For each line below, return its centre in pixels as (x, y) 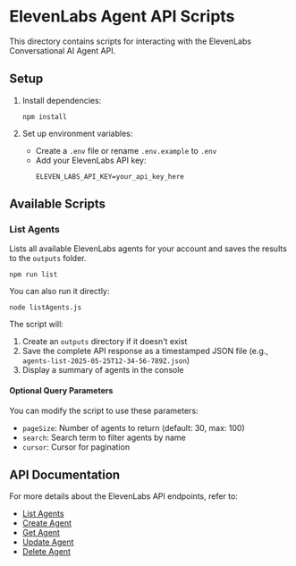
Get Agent (41, 533)
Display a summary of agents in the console (103, 370)
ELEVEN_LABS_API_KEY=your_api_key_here (110, 176)
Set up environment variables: (77, 133)
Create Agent (47, 523)
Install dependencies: (62, 100)
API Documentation (65, 475)
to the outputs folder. (48, 258)
